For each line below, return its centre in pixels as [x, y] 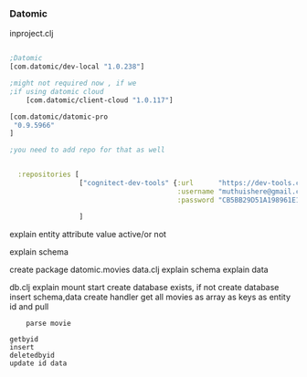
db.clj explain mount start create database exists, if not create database [144, 287]
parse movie [48, 323]
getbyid [24, 339]
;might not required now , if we [73, 84]
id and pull [29, 306]
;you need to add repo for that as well [88, 150]
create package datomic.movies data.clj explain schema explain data [139, 269]
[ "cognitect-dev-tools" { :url [137, 183]
